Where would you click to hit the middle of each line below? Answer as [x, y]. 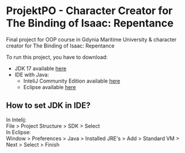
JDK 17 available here [40, 68]
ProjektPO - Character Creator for [89, 11]
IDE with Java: [32, 74]
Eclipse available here [49, 87]
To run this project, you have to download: [57, 57]
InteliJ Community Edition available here [72, 81]
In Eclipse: [18, 132]
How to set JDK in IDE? [48, 106]
